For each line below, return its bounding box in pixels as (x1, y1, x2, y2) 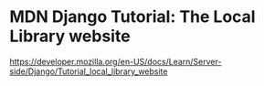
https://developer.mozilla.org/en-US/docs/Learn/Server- (9, 56, 222, 67)
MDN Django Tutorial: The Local (9, 6, 256, 27)
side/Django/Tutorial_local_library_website (9, 66, 168, 77)
